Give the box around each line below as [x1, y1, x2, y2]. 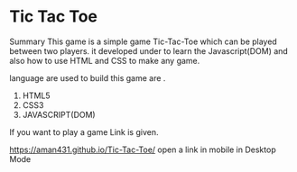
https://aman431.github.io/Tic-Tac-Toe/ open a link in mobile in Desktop [9, 144, 277, 155]
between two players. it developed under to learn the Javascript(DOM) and [9, 45, 289, 56]
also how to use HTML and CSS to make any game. [9, 55, 200, 66]
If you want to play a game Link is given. [9, 126, 159, 137]
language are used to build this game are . [9, 72, 166, 83]
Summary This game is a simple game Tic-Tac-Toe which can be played [9, 36, 277, 47]
